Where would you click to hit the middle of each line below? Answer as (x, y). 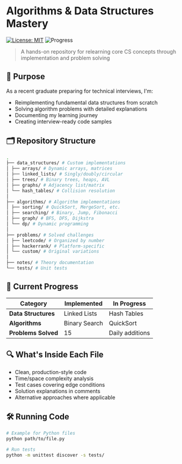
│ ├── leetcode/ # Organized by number (55, 240)
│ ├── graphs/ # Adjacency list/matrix (55, 185)
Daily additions (129, 333)
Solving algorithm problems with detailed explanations (81, 109)
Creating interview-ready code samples (63, 121)
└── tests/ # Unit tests (37, 268)
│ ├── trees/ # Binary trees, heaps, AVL (58, 180)
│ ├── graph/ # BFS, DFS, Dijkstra (50, 218)
